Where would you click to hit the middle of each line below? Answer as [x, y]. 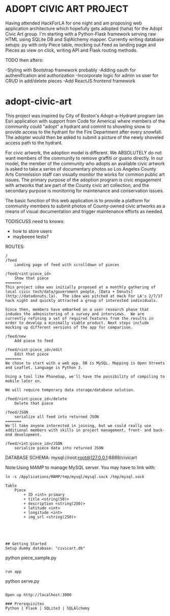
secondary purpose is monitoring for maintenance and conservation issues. [85, 191]
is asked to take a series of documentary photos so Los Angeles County [81, 169]
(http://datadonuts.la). [32, 296]
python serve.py [22, 581]
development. [28, 435]
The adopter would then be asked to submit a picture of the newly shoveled [84, 137]
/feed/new [16, 336]
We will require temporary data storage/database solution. [70, 390]
